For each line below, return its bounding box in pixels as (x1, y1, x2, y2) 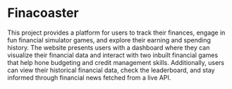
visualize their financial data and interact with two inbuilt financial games (7, 51, 219, 59)
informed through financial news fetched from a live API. (7, 73, 171, 82)
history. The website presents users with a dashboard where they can (7, 43, 210, 52)
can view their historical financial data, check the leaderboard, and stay (7, 66, 215, 74)
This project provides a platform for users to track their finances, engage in (7, 28, 226, 37)
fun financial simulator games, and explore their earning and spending (7, 35, 212, 44)
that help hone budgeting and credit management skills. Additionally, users (7, 58, 224, 66)
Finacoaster (7, 5, 79, 21)
